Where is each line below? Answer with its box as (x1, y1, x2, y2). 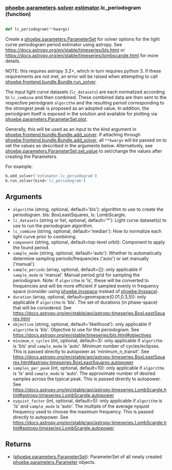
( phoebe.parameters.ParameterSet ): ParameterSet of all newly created (12, 454, 162, 460)
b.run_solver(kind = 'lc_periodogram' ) (5, 178, 86, 184)
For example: (5, 164, 33, 170)
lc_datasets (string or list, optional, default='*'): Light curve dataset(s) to (12, 217, 167, 223)
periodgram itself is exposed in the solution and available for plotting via (5, 111, 157, 117)
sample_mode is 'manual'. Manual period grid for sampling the (12, 272, 140, 278)
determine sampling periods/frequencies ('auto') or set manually (12, 255, 149, 262)
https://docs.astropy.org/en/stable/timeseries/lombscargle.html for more (5, 53, 159, 59)
